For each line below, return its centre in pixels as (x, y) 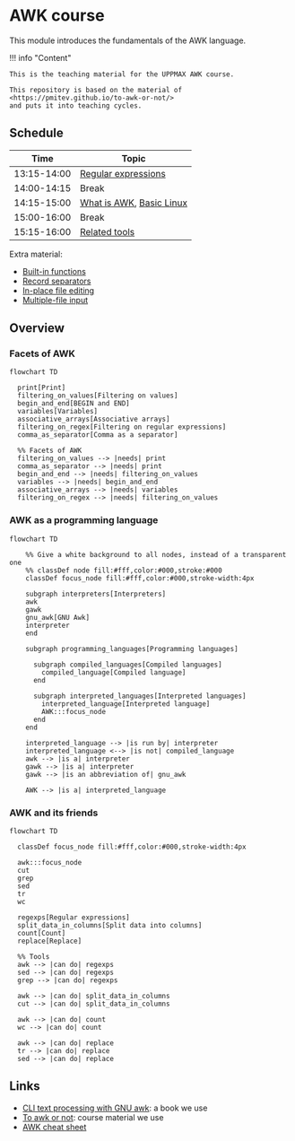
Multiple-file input (55, 300)
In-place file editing (58, 290)
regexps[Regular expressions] (74, 918)
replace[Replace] (50, 941)
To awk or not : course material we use (93, 1117)
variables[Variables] (58, 412)
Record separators (56, 281)
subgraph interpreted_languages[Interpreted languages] (139, 696)
